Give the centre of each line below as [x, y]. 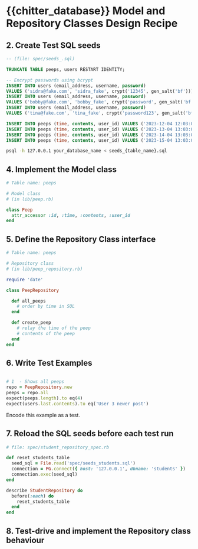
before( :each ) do [33, 496]
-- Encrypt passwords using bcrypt [50, 80]
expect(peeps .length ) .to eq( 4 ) [44, 398]
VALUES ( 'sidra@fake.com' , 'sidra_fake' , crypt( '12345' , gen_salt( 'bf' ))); [101, 91]
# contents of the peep [46, 333]
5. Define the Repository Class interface [81, 239]
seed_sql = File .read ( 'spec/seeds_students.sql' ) [73, 463]
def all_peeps [29, 301]
